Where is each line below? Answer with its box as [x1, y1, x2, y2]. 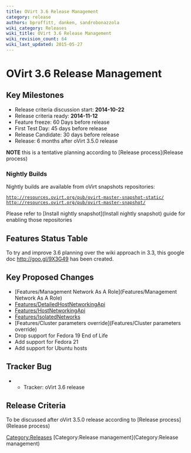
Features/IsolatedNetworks [14, 313, 81, 320]
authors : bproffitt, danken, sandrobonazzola [6, 19, 119, 25]
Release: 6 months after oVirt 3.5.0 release [14, 137, 118, 145]
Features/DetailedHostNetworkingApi [14, 300, 106, 307]
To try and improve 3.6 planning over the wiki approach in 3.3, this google [6, 249, 185, 256]
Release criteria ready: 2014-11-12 [14, 112, 98, 119]
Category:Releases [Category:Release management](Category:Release [6, 434, 179, 441]
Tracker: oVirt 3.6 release [23, 383, 85, 390]
